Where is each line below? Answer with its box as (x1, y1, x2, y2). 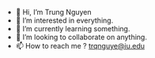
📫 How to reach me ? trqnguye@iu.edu (15, 42, 145, 50)
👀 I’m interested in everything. (15, 16, 114, 25)
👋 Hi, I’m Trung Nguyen (15, 8, 93, 16)
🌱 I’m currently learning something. (15, 24, 130, 33)
